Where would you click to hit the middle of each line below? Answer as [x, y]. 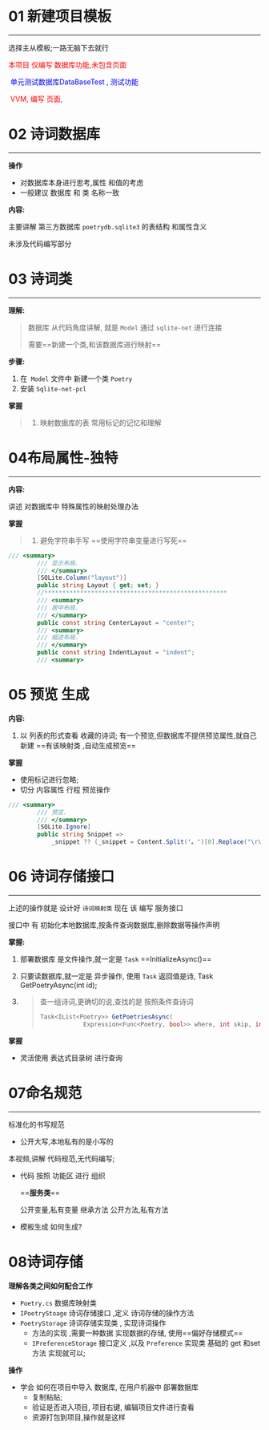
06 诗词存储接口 [61, 877]
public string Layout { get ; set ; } [98, 585]
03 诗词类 [40, 280]
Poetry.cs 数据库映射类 [58, 1302]
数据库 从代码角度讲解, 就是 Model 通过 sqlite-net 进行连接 [125, 327]
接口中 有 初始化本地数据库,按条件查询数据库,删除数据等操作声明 [114, 925]
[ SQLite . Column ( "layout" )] [82, 578]
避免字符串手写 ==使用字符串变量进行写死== [113, 540]
